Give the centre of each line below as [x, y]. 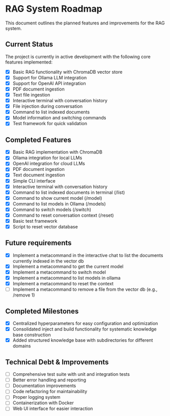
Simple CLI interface [34, 181]
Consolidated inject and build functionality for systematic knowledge [84, 329]
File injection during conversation [48, 106]
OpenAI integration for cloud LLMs [49, 164]
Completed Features [38, 140]
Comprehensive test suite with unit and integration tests [71, 374]
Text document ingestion [39, 175]
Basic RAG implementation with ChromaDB [58, 152]
